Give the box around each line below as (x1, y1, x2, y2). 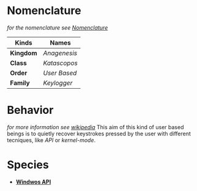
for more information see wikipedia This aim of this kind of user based (7, 123, 184, 130)
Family (10, 78, 30, 87)
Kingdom (10, 48, 37, 57)
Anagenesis (43, 48, 78, 57)
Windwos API (15, 178, 51, 185)
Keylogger (43, 78, 73, 87)
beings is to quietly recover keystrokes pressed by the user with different (7, 130, 191, 137)
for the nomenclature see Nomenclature (7, 24, 108, 31)
